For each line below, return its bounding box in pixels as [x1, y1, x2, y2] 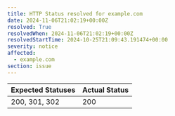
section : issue [7, 63, 52, 70]
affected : [7, 50, 37, 57]
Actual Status [82, 85, 129, 95]
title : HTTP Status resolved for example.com [7, 10, 143, 18]
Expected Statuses [11, 85, 76, 95]
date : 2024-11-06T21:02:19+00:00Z [7, 17, 109, 24]
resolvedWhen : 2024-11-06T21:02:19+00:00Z [7, 30, 134, 37]
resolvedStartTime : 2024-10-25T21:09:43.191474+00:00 [7, 37, 169, 44]
